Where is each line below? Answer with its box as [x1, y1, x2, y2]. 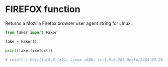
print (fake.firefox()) [5, 48, 53, 53]
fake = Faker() [5, 39, 37, 44]
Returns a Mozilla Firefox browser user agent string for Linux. [5, 20, 132, 26]
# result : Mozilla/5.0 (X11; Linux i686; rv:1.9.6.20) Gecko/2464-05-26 [5, 57, 163, 62]
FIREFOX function [5, 4, 80, 15]
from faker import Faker [5, 30, 57, 35]
